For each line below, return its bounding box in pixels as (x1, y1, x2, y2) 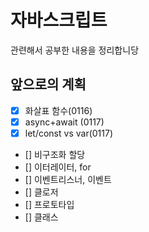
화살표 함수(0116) (24, 104, 93, 116)
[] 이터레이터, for (24, 161, 92, 173)
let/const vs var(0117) (24, 127, 114, 139)
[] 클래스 (24, 211, 59, 223)
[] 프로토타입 (24, 198, 75, 210)
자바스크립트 (10, 9, 108, 32)
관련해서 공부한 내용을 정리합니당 (10, 44, 140, 56)
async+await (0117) (24, 116, 105, 128)
